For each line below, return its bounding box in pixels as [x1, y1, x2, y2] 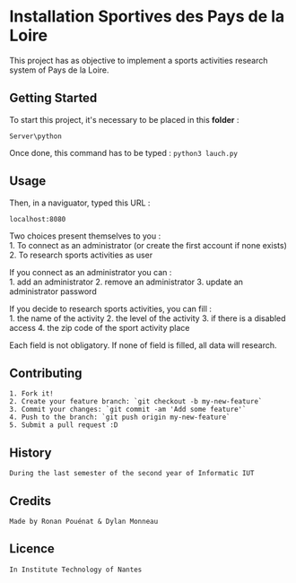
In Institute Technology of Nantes [9, 565, 143, 574]
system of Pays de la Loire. [9, 65, 109, 75]
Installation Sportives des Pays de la [9, 6, 285, 27]
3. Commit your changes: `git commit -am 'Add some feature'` [9, 405, 247, 414]
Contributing [9, 365, 83, 380]
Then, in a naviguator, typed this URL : [9, 197, 151, 208]
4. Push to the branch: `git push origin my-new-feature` [9, 413, 231, 422]
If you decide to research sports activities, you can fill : [9, 303, 213, 314]
